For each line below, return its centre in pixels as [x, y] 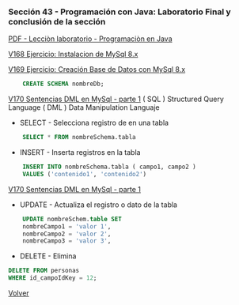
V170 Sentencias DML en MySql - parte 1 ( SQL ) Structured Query [116, 99]
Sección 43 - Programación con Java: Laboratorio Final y [119, 12]
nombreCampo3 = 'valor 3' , [67, 241]
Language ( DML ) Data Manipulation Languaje [84, 107]
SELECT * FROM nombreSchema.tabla [79, 137]
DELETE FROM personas [44, 271]
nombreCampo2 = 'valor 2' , [67, 234]
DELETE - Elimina [48, 256]
